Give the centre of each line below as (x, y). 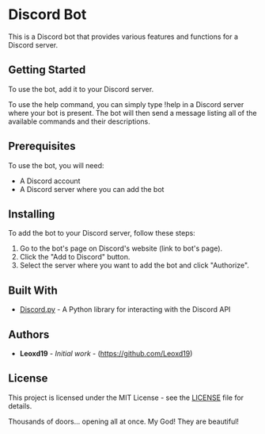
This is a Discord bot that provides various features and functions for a (123, 36)
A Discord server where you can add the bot (92, 189)
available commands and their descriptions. (79, 121)
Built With (33, 290)
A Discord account (50, 181)
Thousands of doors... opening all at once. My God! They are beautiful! (124, 421)
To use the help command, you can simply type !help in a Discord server (126, 104)
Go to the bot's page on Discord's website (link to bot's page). (121, 248)
